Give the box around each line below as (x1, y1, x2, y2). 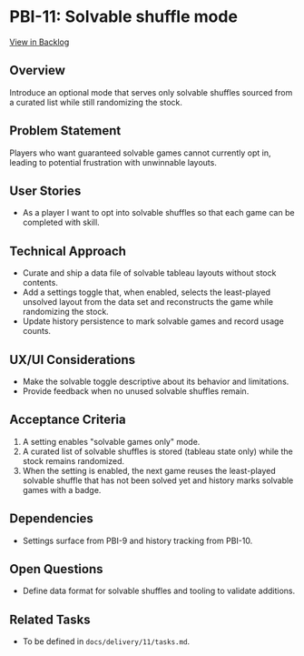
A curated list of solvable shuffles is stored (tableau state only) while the (22, 446, 293, 457)
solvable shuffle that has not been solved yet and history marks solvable (22, 475, 294, 486)
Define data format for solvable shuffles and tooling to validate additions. (22, 585, 296, 597)
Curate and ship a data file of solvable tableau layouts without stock (22, 267, 277, 278)
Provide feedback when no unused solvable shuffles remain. (22, 386, 250, 397)
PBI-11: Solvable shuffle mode (9, 6, 239, 27)
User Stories (9, 183, 82, 198)
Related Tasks (9, 611, 91, 627)
